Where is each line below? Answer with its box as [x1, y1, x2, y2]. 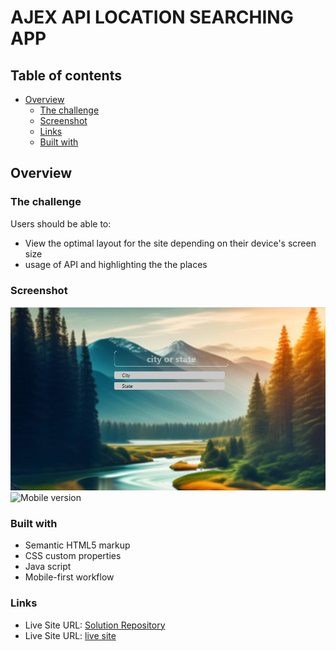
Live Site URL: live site [24, 629, 117, 641]
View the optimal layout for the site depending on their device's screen [24, 237, 317, 249]
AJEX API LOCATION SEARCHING [10, 6, 294, 29]
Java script [24, 561, 72, 573]
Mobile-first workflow [24, 571, 115, 583]
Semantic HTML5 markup [24, 539, 131, 551]
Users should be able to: [10, 217, 112, 230]
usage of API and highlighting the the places [24, 258, 208, 270]
